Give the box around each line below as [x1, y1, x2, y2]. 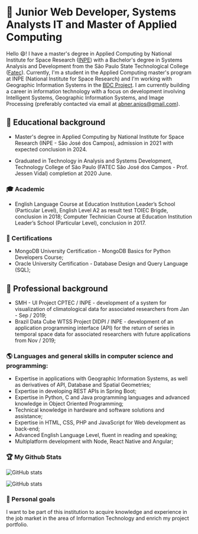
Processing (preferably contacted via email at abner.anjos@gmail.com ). [6, 100, 180, 107]
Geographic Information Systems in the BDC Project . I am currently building [6, 81, 190, 88]
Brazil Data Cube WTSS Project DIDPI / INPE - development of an [14, 318, 174, 325]
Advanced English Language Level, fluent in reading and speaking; [14, 432, 178, 439]
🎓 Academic [6, 185, 45, 193]
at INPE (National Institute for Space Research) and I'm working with [6, 75, 173, 82]
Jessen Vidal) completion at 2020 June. [14, 170, 112, 177]
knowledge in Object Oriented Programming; [14, 400, 124, 407]
